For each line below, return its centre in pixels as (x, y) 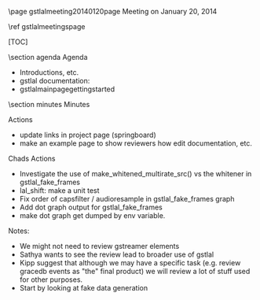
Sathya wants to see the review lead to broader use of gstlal (117, 254)
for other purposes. (51, 280)
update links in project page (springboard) (88, 135)
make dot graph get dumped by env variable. (92, 215)
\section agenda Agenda (48, 57)
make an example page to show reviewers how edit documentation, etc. (136, 143)
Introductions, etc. (49, 72)
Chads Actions (32, 158)
